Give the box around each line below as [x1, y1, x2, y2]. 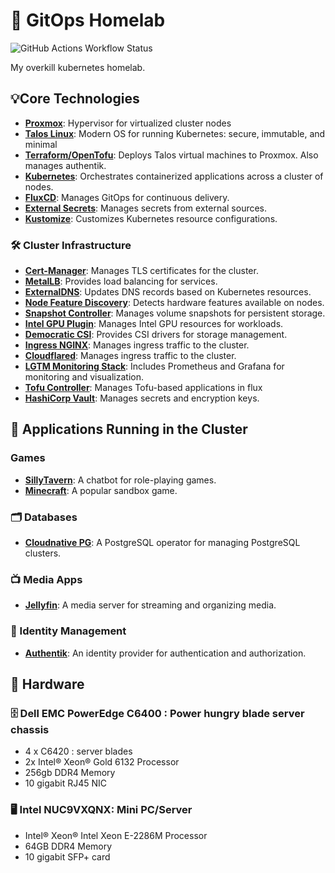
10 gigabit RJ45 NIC [24, 777, 107, 789]
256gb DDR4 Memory [24, 767, 116, 779]
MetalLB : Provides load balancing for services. [24, 275, 218, 288]
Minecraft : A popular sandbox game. [24, 484, 178, 496]
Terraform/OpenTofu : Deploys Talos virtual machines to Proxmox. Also [24, 149, 319, 161]
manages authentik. [24, 159, 107, 171]
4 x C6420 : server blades [24, 745, 133, 758]
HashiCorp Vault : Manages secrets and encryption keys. [24, 392, 260, 404]
